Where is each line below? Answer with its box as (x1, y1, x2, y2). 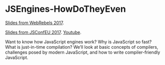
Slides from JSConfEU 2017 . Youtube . (5, 29, 82, 35)
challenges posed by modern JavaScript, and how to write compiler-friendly (5, 49, 161, 55)
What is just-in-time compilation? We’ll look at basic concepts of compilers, (5, 44, 159, 50)
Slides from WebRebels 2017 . (5, 20, 64, 26)
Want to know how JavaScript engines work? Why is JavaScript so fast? (5, 38, 152, 45)
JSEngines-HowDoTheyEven (5, 3, 126, 15)
